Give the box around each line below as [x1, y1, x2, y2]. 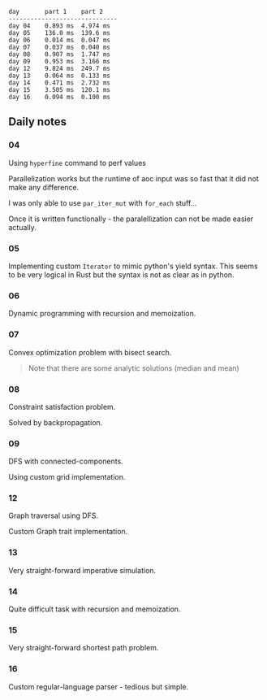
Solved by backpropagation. [8, 417, 103, 427]
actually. [8, 222, 37, 232]
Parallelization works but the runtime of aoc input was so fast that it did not [8, 173, 260, 183]
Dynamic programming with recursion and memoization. [8, 309, 196, 319]
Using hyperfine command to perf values [8, 158, 146, 167]
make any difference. [8, 182, 80, 192]
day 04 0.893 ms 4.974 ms [8, 22, 111, 30]
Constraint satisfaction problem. [8, 402, 116, 411]
